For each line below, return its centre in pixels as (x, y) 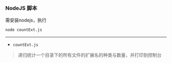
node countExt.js (24, 30)
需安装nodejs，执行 (26, 20)
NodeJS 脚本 (21, 8)
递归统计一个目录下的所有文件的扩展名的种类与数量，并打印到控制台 (90, 55)
